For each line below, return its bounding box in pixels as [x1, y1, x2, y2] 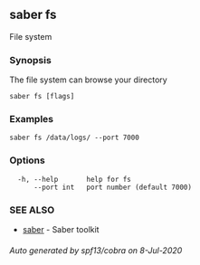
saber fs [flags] [9, 92, 75, 101]
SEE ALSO [9, 203, 55, 216]
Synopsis [9, 53, 52, 66]
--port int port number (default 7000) [33, 183, 193, 192]
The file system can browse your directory [9, 74, 167, 85]
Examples [9, 113, 54, 126]
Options [9, 154, 45, 166]
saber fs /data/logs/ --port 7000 [9, 133, 140, 143]
